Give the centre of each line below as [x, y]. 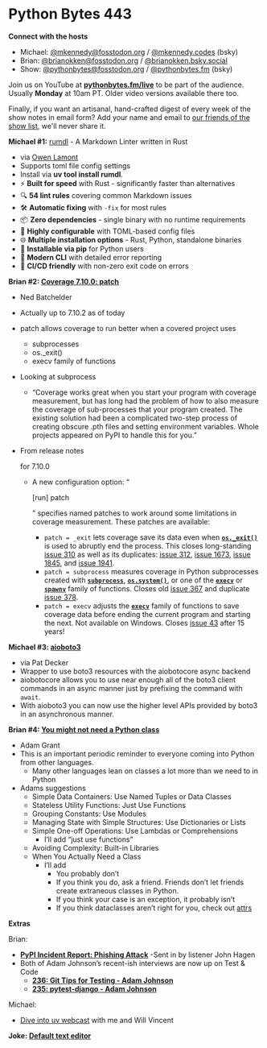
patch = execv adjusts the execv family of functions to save [142, 606]
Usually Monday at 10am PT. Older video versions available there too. [124, 93]
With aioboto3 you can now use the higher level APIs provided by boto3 [139, 705]
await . [30, 697]
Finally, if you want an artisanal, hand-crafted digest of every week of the [129, 109]
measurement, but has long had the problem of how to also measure [145, 400]
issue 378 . [61, 597]
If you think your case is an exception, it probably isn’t [146, 899]
